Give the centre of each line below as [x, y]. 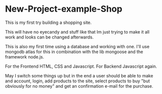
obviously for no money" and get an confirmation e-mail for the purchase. [79, 86]
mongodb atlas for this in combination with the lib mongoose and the [74, 52]
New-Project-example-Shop [64, 9]
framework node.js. [25, 56]
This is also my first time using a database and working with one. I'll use [77, 46]
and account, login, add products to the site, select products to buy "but [78, 81]
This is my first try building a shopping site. [48, 22]
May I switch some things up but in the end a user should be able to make [79, 75]
